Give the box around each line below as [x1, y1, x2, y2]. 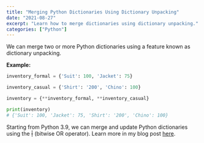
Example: [6, 61, 31, 69]
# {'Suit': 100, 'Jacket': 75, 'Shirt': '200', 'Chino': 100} [6, 112, 168, 118]
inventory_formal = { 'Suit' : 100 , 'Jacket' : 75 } [6, 73, 133, 80]
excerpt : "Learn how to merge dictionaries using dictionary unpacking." [6, 20, 199, 26]
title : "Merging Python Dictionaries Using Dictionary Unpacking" [6, 9, 179, 15]
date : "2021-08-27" [6, 15, 56, 21]
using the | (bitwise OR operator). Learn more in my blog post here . [6, 129, 176, 137]
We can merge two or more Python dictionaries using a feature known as [6, 43, 191, 50]
